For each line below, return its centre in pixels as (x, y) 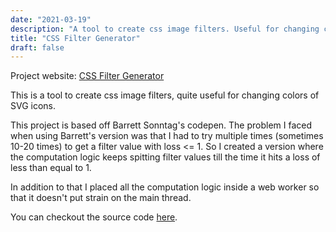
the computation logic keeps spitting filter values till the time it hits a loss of (165, 157)
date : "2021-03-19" (51, 19)
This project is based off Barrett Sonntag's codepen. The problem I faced (161, 125)
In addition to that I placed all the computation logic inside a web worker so (165, 187)
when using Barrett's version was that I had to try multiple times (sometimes (167, 136)
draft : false (37, 47)
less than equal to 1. (51, 168)
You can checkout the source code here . (94, 217)
